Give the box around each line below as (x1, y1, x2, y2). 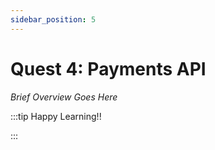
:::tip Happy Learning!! (10, 110, 102, 122)
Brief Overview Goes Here (10, 91, 118, 103)
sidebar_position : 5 (10, 14, 97, 25)
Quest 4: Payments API (10, 57, 207, 80)
